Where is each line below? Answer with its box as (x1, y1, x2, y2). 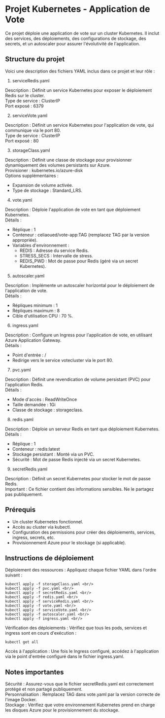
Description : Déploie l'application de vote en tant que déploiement (5, 206, 141, 213)
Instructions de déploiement (5, 554, 94, 562)
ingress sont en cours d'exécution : (5, 630, 77, 636)
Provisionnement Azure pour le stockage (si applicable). (12, 539, 127, 545)
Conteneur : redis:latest (12, 446, 60, 452)
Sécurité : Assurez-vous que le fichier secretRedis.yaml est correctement (5, 681, 154, 687)
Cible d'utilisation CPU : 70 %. (12, 313, 73, 319)
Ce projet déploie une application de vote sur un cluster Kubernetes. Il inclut (5, 30, 160, 36)
